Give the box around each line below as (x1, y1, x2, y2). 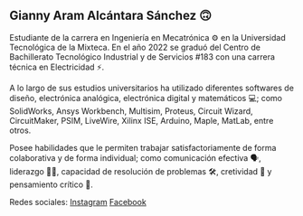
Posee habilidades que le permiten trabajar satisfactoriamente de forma (9, 142, 277, 153)
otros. (9, 125, 32, 136)
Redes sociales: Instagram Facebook (9, 196, 147, 207)
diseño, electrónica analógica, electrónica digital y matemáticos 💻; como (9, 92, 283, 103)
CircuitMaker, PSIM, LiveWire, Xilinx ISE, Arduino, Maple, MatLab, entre (9, 115, 274, 126)
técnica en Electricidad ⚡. (9, 61, 105, 72)
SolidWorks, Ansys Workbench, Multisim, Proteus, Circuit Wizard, (9, 105, 253, 117)
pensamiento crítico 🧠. (9, 179, 93, 190)
